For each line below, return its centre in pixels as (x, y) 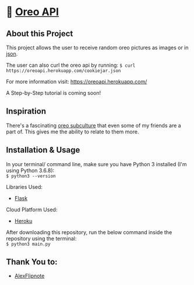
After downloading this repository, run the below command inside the (89, 232)
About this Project (40, 34)
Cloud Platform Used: (32, 210)
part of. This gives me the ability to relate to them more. (73, 132)
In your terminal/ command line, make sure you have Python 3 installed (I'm (97, 164)
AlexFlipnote (29, 276)
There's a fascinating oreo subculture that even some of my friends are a (94, 125)
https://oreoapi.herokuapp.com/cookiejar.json (64, 71)
